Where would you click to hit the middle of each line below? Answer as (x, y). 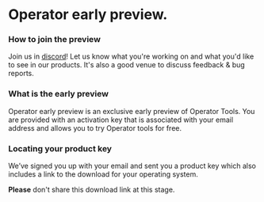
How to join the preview (55, 40)
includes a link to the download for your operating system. (103, 174)
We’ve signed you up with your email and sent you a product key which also (132, 166)
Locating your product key (60, 148)
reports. (21, 74)
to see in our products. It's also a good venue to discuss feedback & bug (127, 65)
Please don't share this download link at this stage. (92, 190)
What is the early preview (59, 94)
